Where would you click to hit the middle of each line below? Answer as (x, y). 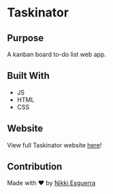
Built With (28, 76)
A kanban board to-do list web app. (57, 54)
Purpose (26, 38)
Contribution (35, 167)
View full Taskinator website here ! (54, 145)
